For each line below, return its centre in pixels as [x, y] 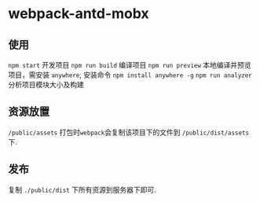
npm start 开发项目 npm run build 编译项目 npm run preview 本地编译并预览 [130, 65]
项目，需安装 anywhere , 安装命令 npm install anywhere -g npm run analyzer [130, 75]
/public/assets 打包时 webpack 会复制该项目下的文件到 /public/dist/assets [129, 132]
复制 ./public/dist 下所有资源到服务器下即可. [82, 189]
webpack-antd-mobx [79, 14]
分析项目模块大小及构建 [46, 84]
